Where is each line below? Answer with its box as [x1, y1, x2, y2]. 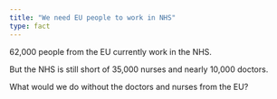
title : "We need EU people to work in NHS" [9, 13, 177, 22]
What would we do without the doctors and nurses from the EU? [9, 81, 249, 92]
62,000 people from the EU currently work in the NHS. [9, 46, 213, 57]
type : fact [9, 22, 51, 31]
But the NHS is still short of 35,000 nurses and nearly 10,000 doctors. [9, 64, 269, 75]
